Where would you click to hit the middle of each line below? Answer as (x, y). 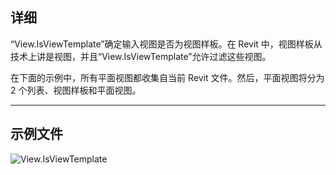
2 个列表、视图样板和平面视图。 (76, 90)
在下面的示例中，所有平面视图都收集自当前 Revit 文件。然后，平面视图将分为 (167, 77)
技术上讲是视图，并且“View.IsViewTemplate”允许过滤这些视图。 (141, 56)
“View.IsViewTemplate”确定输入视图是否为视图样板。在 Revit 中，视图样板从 (166, 44)
